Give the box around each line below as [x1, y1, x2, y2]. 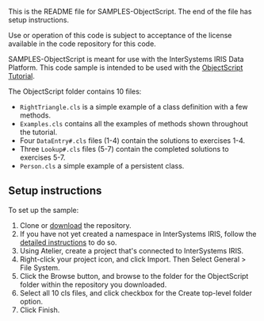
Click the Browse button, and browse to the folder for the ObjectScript [19, 271, 249, 280]
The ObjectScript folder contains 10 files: [8, 87, 142, 96]
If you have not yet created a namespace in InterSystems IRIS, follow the [19, 229, 257, 238]
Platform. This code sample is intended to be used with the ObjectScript [8, 63, 243, 72]
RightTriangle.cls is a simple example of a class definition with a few [19, 102, 248, 111]
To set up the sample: [8, 205, 79, 215]
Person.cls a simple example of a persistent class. [19, 161, 185, 170]
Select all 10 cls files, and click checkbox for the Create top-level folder [19, 288, 252, 297]
